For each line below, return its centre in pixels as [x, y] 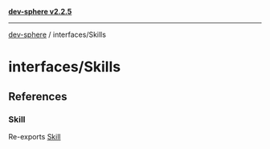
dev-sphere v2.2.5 [40, 12]
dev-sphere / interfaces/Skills [57, 34]
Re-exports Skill [35, 136]
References [38, 97]
